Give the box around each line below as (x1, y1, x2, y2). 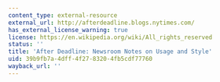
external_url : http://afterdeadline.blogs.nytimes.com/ (8, 19, 195, 27)
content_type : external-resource (8, 11, 118, 20)
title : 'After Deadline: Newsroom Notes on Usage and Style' (8, 48, 213, 55)
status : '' (8, 41, 44, 48)
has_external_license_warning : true (8, 26, 128, 34)
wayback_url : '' (8, 62, 61, 70)
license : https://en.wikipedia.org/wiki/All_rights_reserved (8, 33, 213, 41)
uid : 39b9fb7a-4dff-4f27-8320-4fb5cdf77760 (8, 55, 153, 63)
